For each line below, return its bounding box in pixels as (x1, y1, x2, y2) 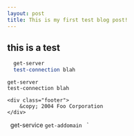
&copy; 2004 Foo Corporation (19, 103, 104, 110)
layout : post (7, 10, 45, 17)
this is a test (7, 42, 61, 54)
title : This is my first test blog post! (7, 16, 128, 23)
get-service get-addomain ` (10, 121, 89, 129)
